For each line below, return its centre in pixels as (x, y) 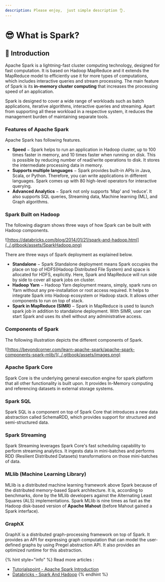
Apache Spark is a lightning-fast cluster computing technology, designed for (82, 65)
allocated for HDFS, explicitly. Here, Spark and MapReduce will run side (84, 275)
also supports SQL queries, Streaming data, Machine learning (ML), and (85, 196)
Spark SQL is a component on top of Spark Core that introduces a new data (82, 412)
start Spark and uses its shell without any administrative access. (77, 317)
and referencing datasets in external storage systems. (60, 388)
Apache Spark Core (29, 367)
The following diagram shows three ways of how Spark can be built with (78, 225)
